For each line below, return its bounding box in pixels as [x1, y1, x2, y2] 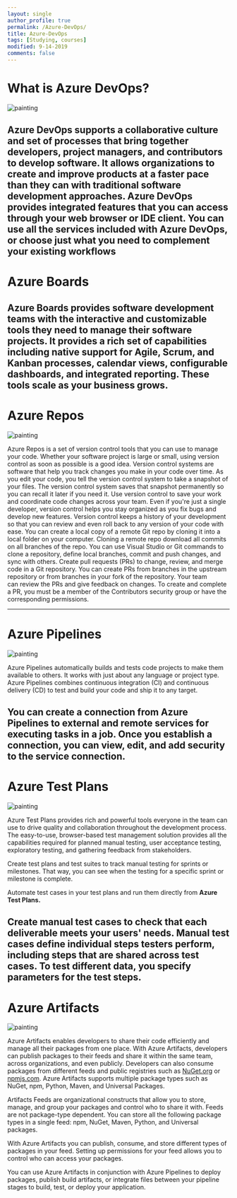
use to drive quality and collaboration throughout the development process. [7, 823, 227, 831]
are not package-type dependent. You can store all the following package [7, 1110, 221, 1119]
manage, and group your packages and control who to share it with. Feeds [7, 1103, 224, 1112]
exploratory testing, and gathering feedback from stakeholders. [7, 845, 192, 854]
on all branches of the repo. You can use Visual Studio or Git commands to [7, 542, 224, 551]
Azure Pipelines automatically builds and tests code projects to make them [7, 663, 224, 671]
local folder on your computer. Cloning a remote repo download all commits [7, 534, 227, 543]
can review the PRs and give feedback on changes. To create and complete [7, 580, 227, 588]
